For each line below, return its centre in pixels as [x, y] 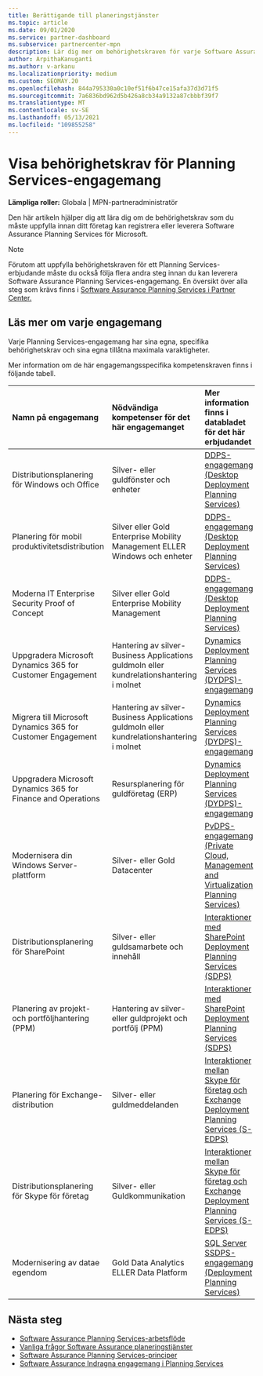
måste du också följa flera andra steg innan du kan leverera [142, 272]
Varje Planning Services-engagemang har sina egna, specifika [108, 341]
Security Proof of [43, 603]
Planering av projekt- [52, 1008]
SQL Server [226, 1243]
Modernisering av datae [56, 1262]
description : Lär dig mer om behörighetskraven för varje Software [121, 52]
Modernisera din [42, 855]
